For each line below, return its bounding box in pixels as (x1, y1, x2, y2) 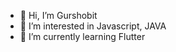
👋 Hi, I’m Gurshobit (19, 10, 98, 21)
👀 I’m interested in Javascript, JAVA (19, 20, 167, 32)
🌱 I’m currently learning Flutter (19, 31, 146, 42)
